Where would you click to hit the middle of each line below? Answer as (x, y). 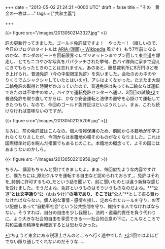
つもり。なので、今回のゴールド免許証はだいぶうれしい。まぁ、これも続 (87, 105)
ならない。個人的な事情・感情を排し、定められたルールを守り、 (87, 200)
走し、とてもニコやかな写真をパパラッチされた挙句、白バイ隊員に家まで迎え (82, 61)
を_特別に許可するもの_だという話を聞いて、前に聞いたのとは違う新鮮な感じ (82, 182)
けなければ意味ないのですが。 (35, 111)
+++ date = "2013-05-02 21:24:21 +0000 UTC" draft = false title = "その (78, 7)
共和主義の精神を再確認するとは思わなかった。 (52, 225)
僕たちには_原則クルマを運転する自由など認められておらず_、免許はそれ (86, 176)
